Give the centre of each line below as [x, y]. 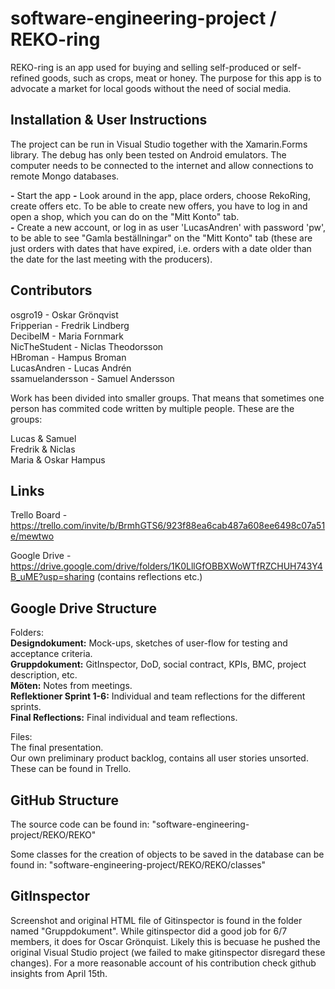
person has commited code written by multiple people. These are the [152, 408]
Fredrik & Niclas [43, 449]
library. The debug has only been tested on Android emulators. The [148, 154]
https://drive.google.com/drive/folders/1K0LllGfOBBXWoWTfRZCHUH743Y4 [166, 566]
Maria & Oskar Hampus [58, 459]
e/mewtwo [32, 536]
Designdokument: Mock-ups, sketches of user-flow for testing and [149, 643]
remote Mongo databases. [65, 176]
